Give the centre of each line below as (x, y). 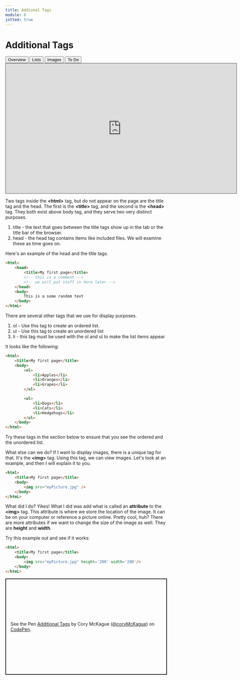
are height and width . (28, 528)
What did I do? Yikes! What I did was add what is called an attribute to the (84, 507)
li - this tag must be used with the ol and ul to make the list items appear (89, 337)
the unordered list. (25, 442)
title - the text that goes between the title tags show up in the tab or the (88, 227)
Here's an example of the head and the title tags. (57, 254)
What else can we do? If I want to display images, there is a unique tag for (83, 453)
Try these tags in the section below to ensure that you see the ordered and (84, 437)
